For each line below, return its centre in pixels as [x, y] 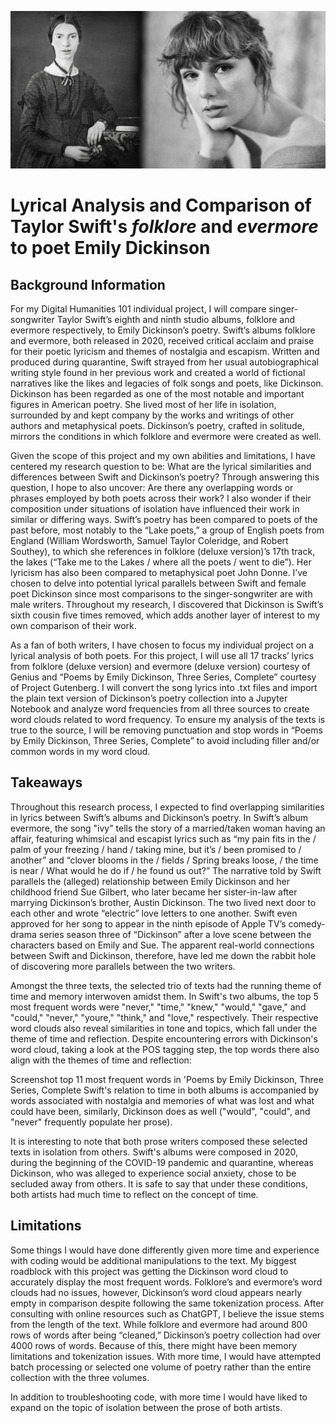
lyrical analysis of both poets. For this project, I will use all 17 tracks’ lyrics [162, 655]
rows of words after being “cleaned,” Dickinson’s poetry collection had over [166, 1335]
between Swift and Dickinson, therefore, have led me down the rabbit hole [163, 955]
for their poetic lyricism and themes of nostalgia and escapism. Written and [165, 351]
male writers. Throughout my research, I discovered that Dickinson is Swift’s [167, 604]
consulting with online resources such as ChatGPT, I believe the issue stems [167, 1313]
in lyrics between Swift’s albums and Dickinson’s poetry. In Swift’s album [159, 817]
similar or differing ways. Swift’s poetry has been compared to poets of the [164, 519]
